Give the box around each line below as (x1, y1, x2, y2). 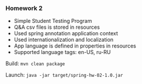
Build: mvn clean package (5, 60, 65, 67)
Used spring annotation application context (13, 30, 118, 37)
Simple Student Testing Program (13, 18, 92, 25)
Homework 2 (5, 4, 43, 12)
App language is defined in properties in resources (13, 42, 137, 49)
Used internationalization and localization (13, 36, 114, 43)
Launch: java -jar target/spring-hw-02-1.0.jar (5, 72, 123, 79)
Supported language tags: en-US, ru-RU (13, 49, 111, 56)
